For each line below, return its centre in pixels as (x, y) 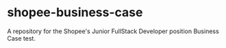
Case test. (22, 38)
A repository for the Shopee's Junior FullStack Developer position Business (113, 31)
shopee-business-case (75, 13)
